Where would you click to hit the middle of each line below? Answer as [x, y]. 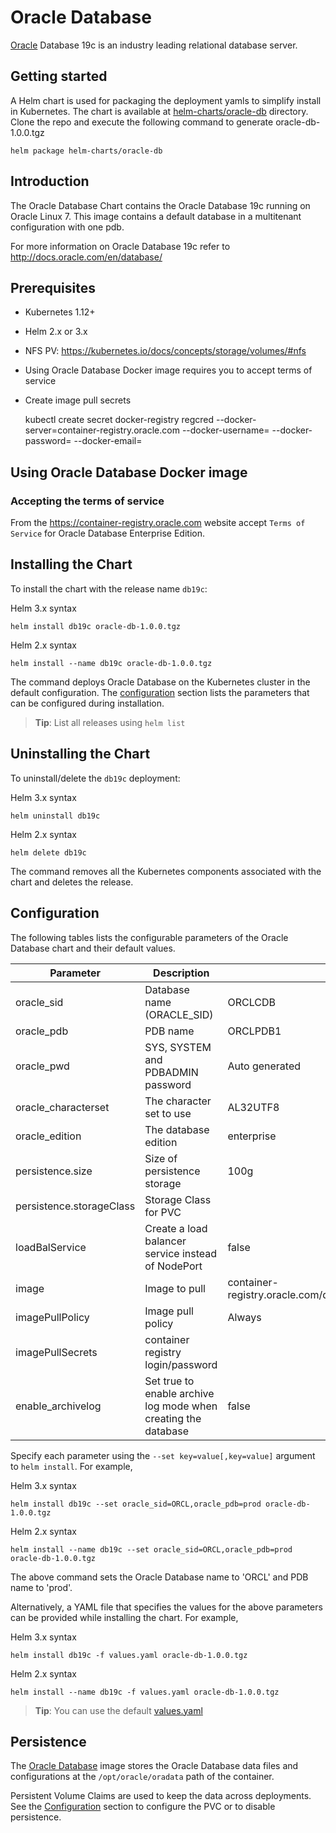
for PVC [163, 1212]
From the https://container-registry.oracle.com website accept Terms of [158, 523]
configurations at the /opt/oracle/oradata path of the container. [142, 1777]
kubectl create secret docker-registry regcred [119, 420]
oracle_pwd [42, 1066]
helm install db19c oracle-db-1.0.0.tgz [96, 626]
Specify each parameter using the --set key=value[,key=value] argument [163, 1455]
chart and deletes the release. [72, 882]
